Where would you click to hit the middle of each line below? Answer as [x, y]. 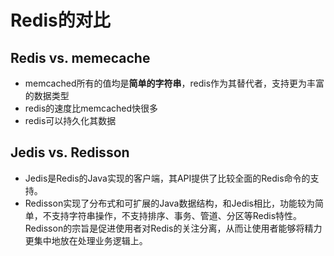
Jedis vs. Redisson [70, 152]
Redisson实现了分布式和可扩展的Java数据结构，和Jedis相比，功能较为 [169, 203]
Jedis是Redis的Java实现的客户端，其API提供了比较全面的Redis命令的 [167, 178]
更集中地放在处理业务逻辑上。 [86, 240]
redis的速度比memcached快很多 [91, 108]
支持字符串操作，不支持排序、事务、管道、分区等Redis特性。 [177, 215]
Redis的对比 [60, 20]
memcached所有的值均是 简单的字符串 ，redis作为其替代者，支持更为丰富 [174, 83]
